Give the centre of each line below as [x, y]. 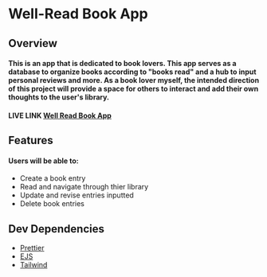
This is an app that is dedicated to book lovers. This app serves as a [122, 64]
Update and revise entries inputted [77, 195]
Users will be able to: [44, 161]
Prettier [32, 248]
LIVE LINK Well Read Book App [60, 115]
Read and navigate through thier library [84, 187]
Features [31, 140]
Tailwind [33, 265]
